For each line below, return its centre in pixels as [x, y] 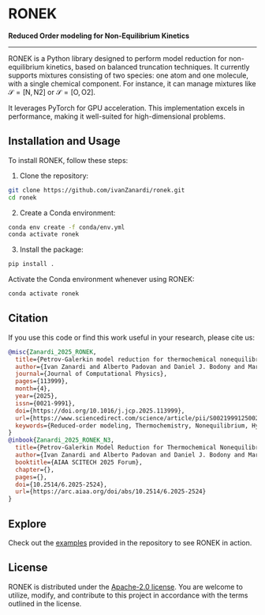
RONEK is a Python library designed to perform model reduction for [118, 58]
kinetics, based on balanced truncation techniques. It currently [148, 66]
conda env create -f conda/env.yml [67, 227]
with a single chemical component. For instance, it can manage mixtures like [132, 83]
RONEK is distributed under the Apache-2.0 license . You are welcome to [125, 587]
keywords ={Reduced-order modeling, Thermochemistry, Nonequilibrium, [132, 425]
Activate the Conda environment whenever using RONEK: [101, 279]
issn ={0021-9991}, [46, 403]
